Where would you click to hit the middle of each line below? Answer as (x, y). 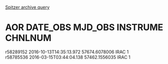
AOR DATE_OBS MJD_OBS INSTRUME (84, 27)
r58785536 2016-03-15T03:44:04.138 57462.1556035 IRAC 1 (68, 57)
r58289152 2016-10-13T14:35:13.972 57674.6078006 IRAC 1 (67, 51)
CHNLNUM (28, 38)
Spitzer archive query (28, 7)
